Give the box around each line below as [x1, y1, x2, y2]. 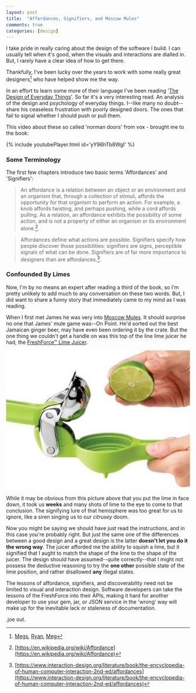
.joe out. [6, 616, 26, 623]
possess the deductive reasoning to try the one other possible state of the [6, 562, 185, 569]
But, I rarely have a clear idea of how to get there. [6, 57, 125, 64]
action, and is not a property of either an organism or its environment [20, 217, 187, 225]
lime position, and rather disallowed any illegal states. [6, 568, 135, 575]
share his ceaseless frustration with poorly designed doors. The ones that [6, 105, 184, 112]
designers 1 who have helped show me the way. [6, 75, 120, 83]
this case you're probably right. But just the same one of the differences [6, 531, 179, 538]
